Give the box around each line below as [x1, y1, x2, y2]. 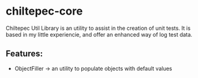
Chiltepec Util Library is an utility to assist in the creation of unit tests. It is [5, 24, 191, 32]
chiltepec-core [5, 4, 83, 18]
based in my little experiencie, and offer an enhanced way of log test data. [5, 30, 193, 38]
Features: [5, 49, 43, 59]
